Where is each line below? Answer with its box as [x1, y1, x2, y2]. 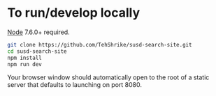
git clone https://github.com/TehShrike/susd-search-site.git [7, 41, 192, 48]
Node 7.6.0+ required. [7, 28, 70, 36]
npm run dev [7, 61, 42, 67]
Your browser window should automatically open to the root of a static [7, 73, 210, 81]
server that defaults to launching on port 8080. [7, 81, 142, 89]
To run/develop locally [7, 5, 141, 21]
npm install [7, 54, 42, 61]
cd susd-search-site [7, 47, 68, 55]
